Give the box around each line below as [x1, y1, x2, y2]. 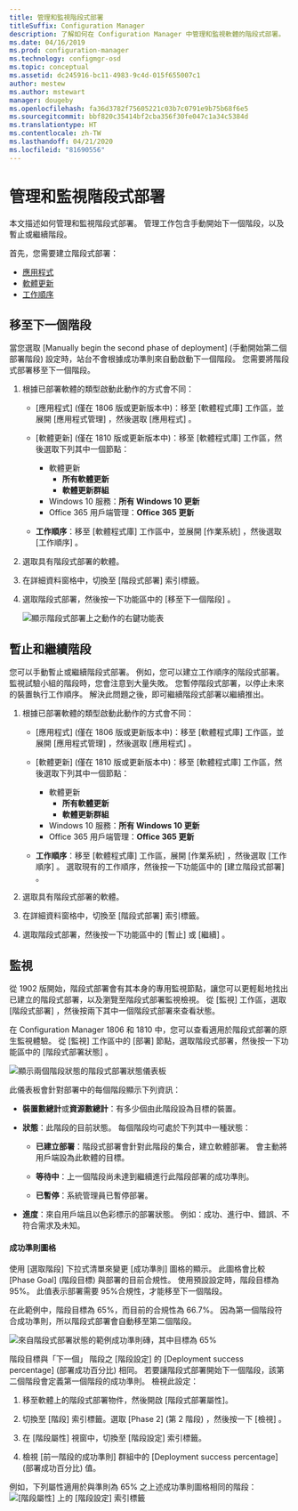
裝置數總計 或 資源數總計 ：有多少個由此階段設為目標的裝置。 [21, 1103, 241, 1113]
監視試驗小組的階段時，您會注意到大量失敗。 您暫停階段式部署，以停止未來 [9, 678, 285, 689]
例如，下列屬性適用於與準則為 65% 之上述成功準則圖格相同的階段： [9, 1482, 257, 1492]
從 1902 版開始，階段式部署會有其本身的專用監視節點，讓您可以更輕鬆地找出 [9, 983, 289, 993]
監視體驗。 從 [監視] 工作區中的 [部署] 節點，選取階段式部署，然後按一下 [16, 1036, 282, 1046]
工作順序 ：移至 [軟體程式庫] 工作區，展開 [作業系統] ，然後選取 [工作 [35, 851, 287, 861]
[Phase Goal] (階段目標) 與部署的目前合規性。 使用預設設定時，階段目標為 [9, 1274, 280, 1286]
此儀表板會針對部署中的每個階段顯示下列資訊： [9, 1085, 181, 1095]
